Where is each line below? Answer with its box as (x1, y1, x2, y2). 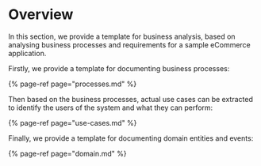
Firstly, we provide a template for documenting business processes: (8, 63, 230, 73)
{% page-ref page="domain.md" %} (8, 149, 127, 158)
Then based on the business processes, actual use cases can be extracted (8, 94, 254, 104)
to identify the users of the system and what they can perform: (8, 103, 213, 112)
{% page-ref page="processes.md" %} (8, 79, 137, 89)
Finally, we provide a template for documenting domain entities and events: (8, 133, 254, 143)
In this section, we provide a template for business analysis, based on (8, 32, 236, 41)
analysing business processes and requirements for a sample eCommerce (8, 40, 251, 49)
